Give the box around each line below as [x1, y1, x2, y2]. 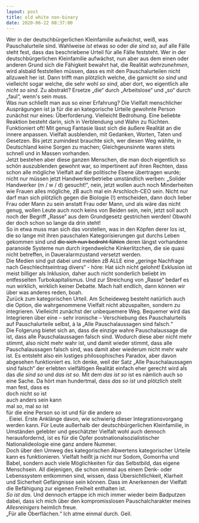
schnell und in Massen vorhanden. [6, 150, 91, 157]
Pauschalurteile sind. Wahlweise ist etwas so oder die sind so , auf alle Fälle [6, 42, 190, 49]
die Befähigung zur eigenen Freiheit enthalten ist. [6, 485, 127, 492]
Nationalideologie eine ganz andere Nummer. [6, 441, 117, 448]
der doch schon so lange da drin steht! [6, 220, 101, 227]
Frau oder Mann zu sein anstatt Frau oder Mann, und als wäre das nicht [6, 201, 181, 208]
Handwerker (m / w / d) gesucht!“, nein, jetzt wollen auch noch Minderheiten [6, 181, 193, 189]
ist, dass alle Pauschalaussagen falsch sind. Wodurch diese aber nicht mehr [6, 333, 192, 340]
